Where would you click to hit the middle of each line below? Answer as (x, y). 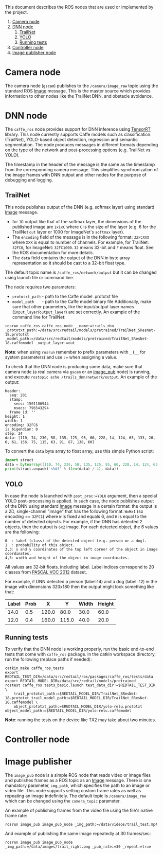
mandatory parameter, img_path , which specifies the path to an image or (77, 785)
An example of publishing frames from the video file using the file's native (79, 810)
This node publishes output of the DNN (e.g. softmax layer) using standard (80, 207)
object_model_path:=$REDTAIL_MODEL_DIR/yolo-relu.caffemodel (68, 711)
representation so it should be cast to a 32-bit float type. (69, 263)
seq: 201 (18, 395)
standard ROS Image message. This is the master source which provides (78, 91)
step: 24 (14, 433)
